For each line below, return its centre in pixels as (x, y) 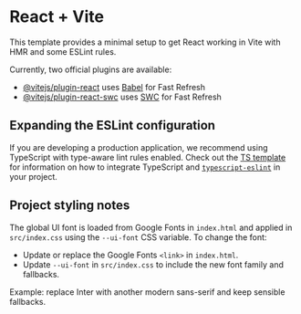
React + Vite (57, 17)
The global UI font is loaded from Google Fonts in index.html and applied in (151, 227)
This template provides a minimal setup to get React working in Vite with (145, 42)
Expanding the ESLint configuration (113, 126)
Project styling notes (70, 206)
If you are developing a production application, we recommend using (139, 147)
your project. (33, 176)
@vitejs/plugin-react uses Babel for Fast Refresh (114, 87)
